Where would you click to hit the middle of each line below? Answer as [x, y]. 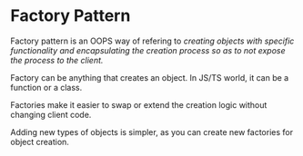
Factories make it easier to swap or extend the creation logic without [139, 104]
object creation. [40, 141]
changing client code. [51, 114]
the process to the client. [57, 60]
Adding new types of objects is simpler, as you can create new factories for [152, 132]
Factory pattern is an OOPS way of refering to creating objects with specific [152, 41]
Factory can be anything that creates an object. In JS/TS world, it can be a [150, 77]
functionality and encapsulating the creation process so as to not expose [148, 50]
